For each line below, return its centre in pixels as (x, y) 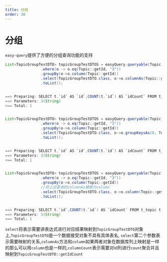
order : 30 (15, 14)
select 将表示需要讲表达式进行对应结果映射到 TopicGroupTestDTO (70, 229)
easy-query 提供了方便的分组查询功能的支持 (49, 55)
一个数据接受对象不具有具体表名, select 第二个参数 (104, 235)
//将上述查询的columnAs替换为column (75, 187)
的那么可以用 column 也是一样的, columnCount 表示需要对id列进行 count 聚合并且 (82, 248)
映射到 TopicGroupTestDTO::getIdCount (44, 254)
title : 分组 (17, 10)
